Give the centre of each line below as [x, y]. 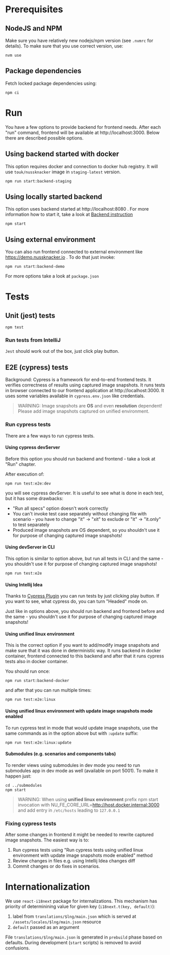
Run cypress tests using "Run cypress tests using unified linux [78, 850]
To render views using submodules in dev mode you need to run [73, 765]
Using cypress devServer [33, 447]
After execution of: [25, 474]
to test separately [31, 525]
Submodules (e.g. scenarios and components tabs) [61, 754]
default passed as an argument [46, 927]
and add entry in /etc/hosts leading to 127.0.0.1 [69, 810]
